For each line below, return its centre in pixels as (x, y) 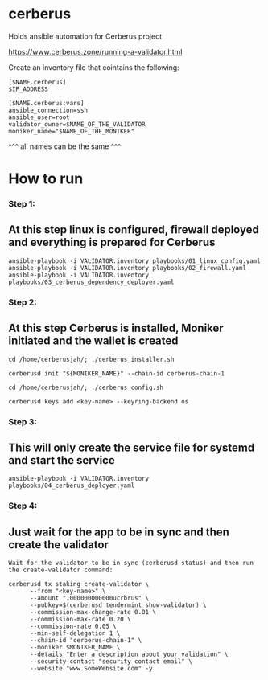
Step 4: (23, 506)
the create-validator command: (61, 570)
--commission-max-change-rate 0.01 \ (93, 612)
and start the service (62, 460)
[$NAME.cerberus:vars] (46, 103)
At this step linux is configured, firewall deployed (134, 230)
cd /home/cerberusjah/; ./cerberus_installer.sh (91, 359)
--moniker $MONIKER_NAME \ (75, 648)
